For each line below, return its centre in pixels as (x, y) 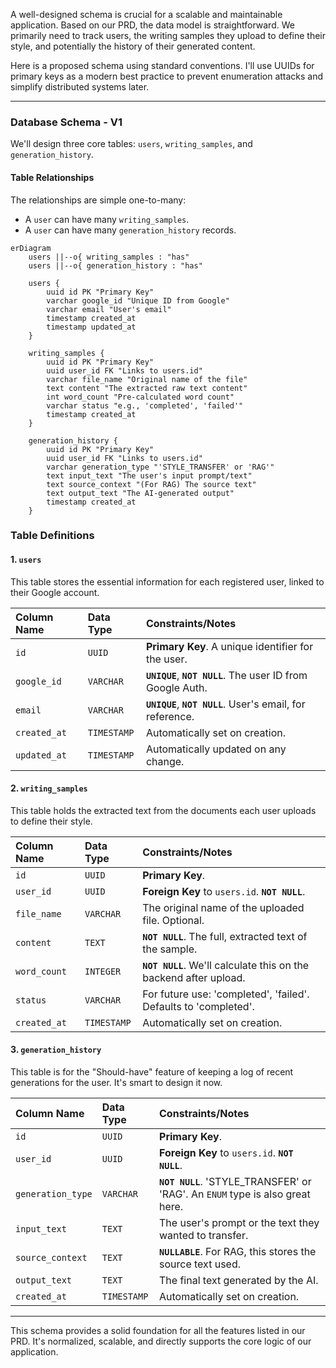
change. (165, 761)
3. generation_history (56, 1050)
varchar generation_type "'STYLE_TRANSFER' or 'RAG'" (160, 467)
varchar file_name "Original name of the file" (147, 379)
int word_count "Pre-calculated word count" (140, 397)
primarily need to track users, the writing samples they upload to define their (168, 35)
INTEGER (103, 971)
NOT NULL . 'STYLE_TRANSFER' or (235, 1182)
